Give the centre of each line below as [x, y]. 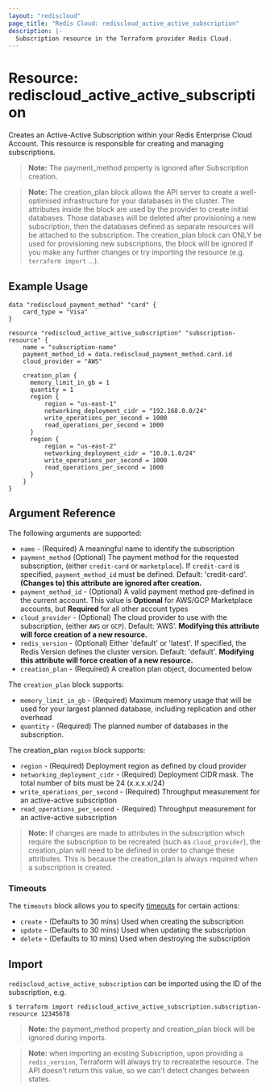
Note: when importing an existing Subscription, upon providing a [135, 1053]
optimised [45, 201]
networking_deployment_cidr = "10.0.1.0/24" [120, 453]
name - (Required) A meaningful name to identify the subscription [127, 548]
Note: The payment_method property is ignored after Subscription [138, 168]
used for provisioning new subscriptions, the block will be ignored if [141, 244]
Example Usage [48, 286]
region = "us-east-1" [80, 404]
